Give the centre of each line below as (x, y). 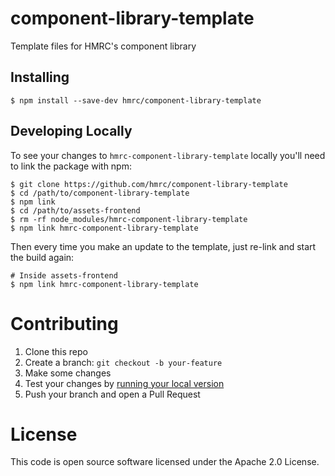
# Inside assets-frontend (64, 275)
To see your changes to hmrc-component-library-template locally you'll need (168, 155)
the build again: (42, 257)
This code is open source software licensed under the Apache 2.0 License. (165, 462)
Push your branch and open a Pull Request (112, 394)
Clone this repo (56, 351)
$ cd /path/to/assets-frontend (75, 210)
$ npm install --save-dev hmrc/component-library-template (136, 100)
